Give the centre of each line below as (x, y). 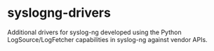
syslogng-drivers (59, 13)
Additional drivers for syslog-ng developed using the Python (94, 32)
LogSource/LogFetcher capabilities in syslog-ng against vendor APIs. (108, 39)
